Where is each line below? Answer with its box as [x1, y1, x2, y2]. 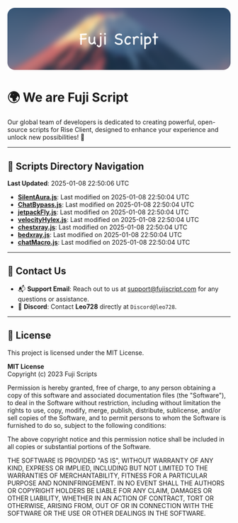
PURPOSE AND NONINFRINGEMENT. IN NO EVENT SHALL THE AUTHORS [7, 478, 225, 487]
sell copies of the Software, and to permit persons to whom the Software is [7, 413, 227, 422]
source [7, 126, 28, 134]
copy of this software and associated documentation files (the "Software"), [7, 391, 227, 400]
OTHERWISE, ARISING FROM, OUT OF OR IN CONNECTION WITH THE [7, 501, 214, 510]
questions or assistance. [17, 294, 90, 303]
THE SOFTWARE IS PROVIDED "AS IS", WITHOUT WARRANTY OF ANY [7, 456, 214, 465]
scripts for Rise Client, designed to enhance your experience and [29, 126, 219, 134]
